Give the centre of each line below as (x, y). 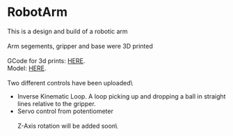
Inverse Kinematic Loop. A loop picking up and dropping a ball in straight (121, 96)
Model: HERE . (27, 68)
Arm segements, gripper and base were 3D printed (80, 46)
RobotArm (38, 12)
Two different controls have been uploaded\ (70, 83)
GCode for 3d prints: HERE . (46, 60)
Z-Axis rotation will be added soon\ (67, 126)
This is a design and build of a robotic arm (67, 31)
